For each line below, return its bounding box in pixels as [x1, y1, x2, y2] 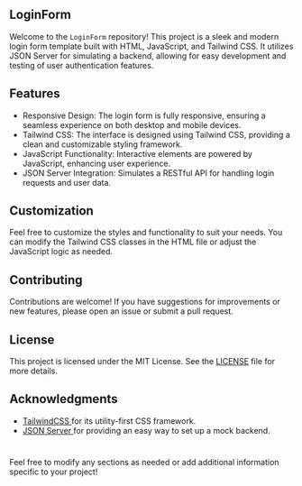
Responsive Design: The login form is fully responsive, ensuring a [22, 110, 266, 121]
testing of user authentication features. [9, 60, 154, 70]
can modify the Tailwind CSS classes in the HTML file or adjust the [9, 236, 257, 247]
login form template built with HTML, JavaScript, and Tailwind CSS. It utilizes [9, 41, 294, 51]
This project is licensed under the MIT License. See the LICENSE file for [9, 356, 276, 367]
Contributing [9, 272, 83, 288]
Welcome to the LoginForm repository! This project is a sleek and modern [9, 31, 279, 41]
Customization [9, 203, 95, 219]
